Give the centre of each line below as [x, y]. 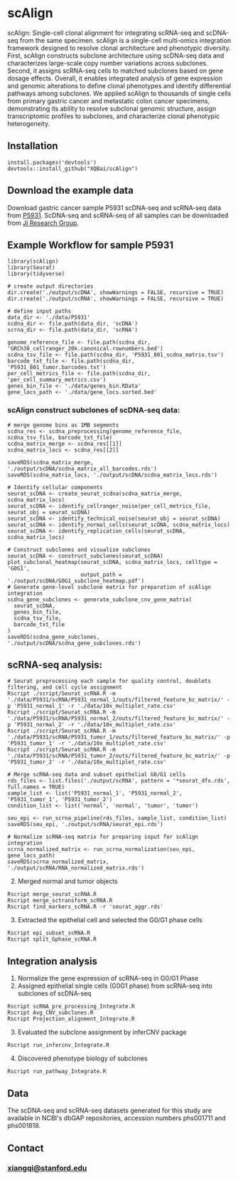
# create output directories [50, 286]
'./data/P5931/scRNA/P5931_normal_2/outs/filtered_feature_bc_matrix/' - [119, 719]
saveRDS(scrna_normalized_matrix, [59, 862]
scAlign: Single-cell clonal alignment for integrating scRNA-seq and [106, 33]
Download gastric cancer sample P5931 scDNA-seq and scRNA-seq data [114, 207]
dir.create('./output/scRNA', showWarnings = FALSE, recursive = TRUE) [115, 299]
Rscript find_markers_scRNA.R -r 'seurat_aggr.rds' [85, 907]
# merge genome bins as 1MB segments [63, 425]
